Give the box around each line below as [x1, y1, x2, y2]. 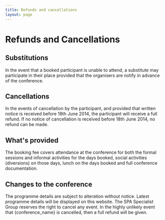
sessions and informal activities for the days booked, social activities [5, 155, 147, 161]
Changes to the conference [5, 180, 93, 188]
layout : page [5, 12, 33, 17]
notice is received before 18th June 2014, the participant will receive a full [5, 111, 157, 117]
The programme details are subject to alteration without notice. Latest [5, 193, 149, 199]
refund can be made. [5, 122, 49, 128]
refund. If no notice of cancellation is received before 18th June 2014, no [5, 116, 155, 122]
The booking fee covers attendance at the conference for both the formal [5, 149, 157, 156]
